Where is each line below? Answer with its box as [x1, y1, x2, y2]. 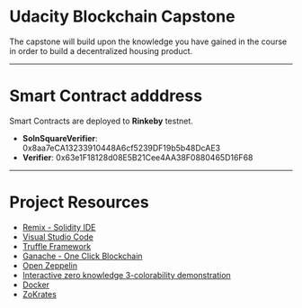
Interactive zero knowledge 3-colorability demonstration [22, 269, 231, 280]
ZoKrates [22, 288, 57, 299]
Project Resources [9, 192, 150, 213]
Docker [22, 279, 50, 290]
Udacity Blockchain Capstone [9, 6, 235, 27]
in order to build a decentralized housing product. [9, 45, 193, 56]
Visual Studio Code [22, 231, 94, 242]
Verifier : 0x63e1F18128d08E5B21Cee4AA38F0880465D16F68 [22, 151, 253, 163]
